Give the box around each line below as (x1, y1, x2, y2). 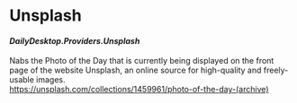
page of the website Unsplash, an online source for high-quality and (9, 64, 262, 76)
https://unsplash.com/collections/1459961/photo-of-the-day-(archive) (9, 84, 269, 95)
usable (9, 74, 34, 85)
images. (35, 74, 66, 85)
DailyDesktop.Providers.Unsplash (9, 35, 140, 46)
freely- (263, 64, 289, 76)
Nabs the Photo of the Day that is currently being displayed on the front (9, 56, 274, 66)
